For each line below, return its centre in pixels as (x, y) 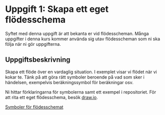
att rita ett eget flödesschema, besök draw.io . (52, 97)
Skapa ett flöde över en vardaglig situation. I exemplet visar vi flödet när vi (81, 72)
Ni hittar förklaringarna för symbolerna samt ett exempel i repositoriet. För (81, 92)
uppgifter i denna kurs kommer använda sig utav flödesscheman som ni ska (83, 39)
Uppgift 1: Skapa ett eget (57, 9)
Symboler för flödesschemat (34, 107)
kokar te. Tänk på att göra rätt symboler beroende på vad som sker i (75, 77)
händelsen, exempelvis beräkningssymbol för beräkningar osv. (69, 82)
